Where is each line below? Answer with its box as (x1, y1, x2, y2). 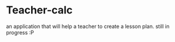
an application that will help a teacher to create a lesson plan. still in (6, 23, 170, 30)
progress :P (6, 29, 34, 36)
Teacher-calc (6, 3, 73, 17)
